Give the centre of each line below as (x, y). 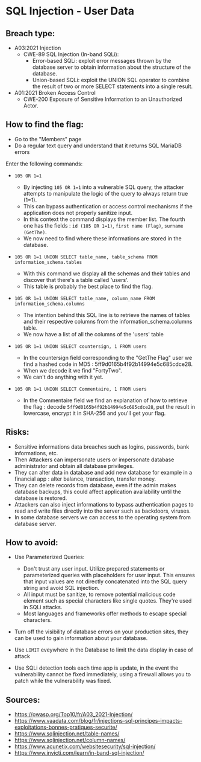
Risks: (17, 432)
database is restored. (41, 498)
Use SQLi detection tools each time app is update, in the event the (96, 668)
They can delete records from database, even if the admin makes (95, 485)
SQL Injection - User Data (70, 11)
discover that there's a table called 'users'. (76, 280)
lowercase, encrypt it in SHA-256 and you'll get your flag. (94, 413)
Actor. (31, 106)
